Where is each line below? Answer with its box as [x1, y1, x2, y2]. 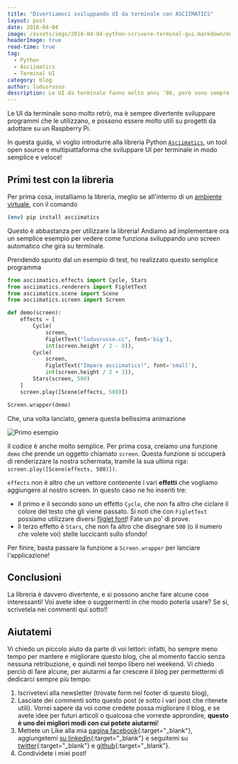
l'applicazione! [7, 551, 50, 560]
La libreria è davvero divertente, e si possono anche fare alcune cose [7, 590, 209, 599]
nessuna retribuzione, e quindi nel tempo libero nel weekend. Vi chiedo [7, 660, 215, 668]
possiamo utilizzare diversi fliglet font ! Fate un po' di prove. [17, 514, 191, 523]
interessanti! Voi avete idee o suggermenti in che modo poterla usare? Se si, [7, 598, 229, 606]
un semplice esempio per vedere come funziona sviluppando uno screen [7, 234, 221, 242]
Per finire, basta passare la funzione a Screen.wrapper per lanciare [7, 543, 200, 552]
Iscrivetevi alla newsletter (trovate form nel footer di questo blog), [17, 689, 209, 697]
